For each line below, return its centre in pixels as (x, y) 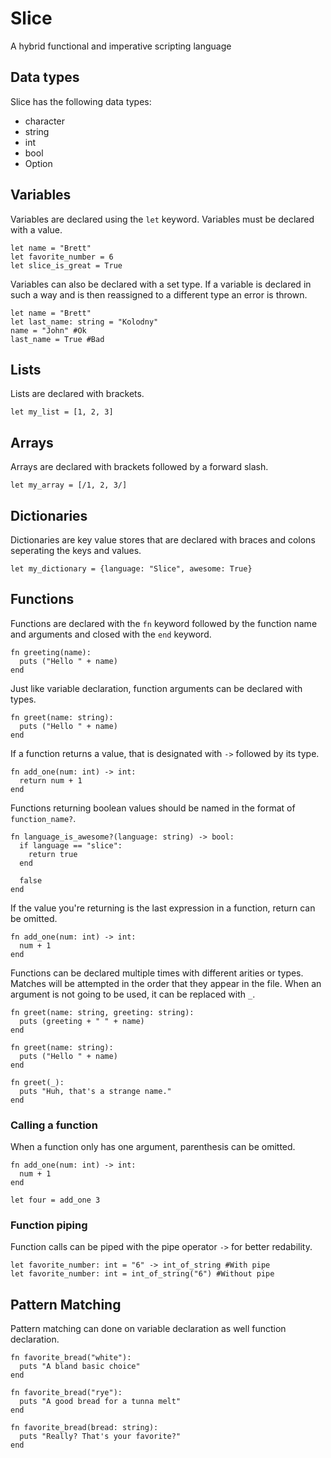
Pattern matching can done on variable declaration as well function (148, 1329)
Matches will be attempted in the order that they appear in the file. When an (166, 983)
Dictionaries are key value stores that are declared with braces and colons (163, 540)
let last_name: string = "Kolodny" (84, 322)
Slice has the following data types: (81, 101)
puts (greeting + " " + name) (82, 1021)
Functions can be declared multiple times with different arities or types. (157, 973)
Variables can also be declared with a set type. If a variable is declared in (161, 284)
